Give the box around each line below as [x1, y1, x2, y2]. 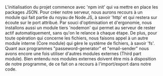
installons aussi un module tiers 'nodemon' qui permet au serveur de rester [5, 25, 156, 31]
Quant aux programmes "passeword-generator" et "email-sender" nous [5, 46, 149, 51]
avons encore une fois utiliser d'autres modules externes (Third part [5, 51, 142, 57]
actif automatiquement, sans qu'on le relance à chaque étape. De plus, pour [5, 30, 157, 36]
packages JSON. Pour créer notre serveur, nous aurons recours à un [5, 9, 143, 15]
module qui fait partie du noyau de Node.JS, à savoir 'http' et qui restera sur [5, 15, 158, 20]
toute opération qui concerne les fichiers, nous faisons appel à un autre [5, 35, 148, 41]
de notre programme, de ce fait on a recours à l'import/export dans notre [5, 61, 151, 67]
